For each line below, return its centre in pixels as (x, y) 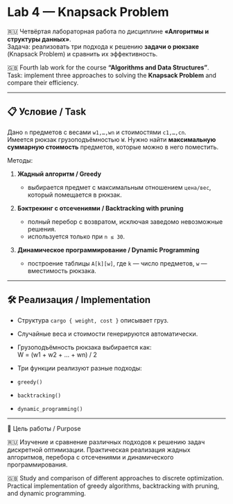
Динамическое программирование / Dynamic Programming (108, 250)
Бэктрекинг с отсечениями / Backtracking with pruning (100, 208)
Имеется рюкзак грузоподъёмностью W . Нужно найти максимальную (112, 139)
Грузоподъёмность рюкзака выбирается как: (84, 347)
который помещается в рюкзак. (75, 195)
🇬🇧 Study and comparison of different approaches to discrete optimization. (115, 478)
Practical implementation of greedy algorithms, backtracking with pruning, (113, 486)
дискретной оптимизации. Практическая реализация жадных (99, 450)
